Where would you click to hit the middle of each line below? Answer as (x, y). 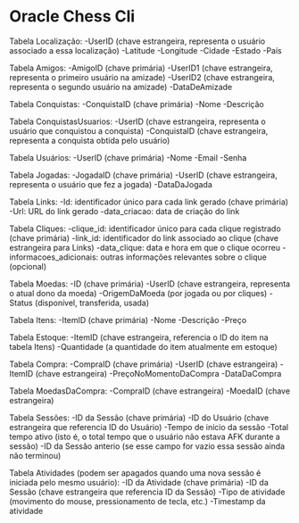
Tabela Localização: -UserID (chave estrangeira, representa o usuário (137, 41)
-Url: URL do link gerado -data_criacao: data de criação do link (125, 211)
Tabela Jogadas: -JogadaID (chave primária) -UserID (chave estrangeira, (144, 175)
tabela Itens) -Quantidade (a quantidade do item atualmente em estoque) (144, 346)
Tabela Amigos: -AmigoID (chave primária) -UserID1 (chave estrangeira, (141, 68)
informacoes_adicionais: (54, 257)
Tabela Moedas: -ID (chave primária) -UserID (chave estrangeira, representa (150, 284)
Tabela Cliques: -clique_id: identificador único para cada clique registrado (145, 228)
